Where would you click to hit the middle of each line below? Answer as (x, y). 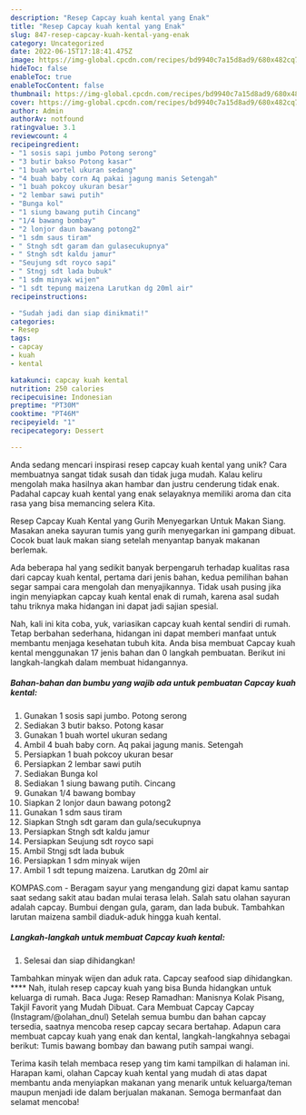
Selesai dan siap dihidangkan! (79, 961)
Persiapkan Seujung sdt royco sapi (88, 841)
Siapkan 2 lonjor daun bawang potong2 (97, 802)
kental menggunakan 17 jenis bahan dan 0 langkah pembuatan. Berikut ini (148, 652)
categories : (33, 322)
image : (23, 60)
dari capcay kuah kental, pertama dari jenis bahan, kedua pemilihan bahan (149, 577)
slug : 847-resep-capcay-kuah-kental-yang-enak (100, 35)
